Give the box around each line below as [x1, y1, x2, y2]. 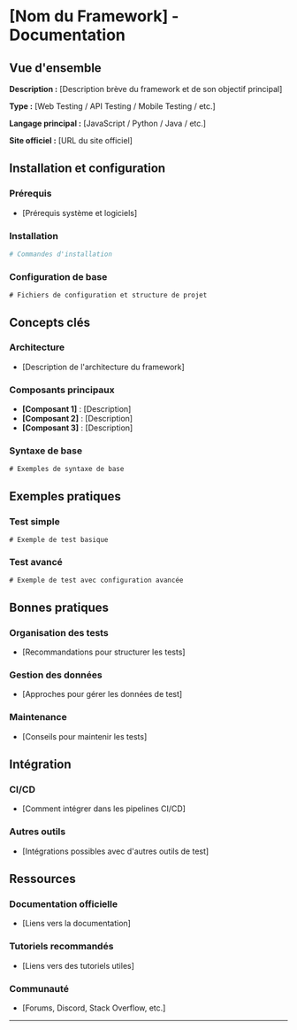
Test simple [9, 515, 60, 528]
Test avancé [9, 556, 64, 569]
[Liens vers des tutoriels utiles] [21, 960, 135, 971]
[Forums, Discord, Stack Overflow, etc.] [21, 1003, 166, 1013]
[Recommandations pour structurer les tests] [21, 647, 186, 657]
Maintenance [9, 711, 68, 724]
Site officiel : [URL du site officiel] [9, 136, 133, 145]
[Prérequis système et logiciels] [21, 207, 138, 218]
